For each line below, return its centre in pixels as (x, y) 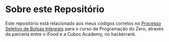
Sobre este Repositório (55, 9)
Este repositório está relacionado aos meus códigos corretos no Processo (83, 23)
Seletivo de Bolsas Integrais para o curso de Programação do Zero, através (84, 28)
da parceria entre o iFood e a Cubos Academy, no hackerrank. (71, 34)
